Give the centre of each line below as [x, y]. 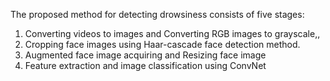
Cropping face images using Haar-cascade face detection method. [162, 44]
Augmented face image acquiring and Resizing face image [145, 55]
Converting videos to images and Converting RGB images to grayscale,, [172, 33]
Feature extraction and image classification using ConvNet [145, 65]
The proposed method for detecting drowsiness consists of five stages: [157, 14]
